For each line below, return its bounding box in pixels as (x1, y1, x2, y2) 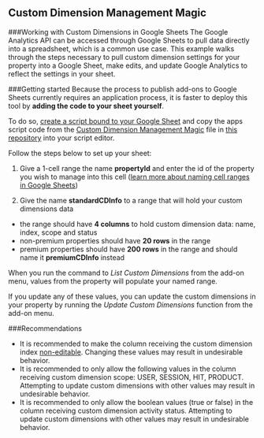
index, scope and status (19, 228, 98, 237)
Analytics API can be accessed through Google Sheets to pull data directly (8, 35, 250, 45)
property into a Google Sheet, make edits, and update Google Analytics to (8, 61, 248, 70)
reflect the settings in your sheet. (8, 69, 116, 78)
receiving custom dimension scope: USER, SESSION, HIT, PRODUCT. (19, 372, 244, 381)
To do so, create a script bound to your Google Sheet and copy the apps (8, 116, 243, 125)
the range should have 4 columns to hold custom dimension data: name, (19, 219, 256, 228)
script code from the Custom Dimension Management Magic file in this (8, 124, 238, 134)
